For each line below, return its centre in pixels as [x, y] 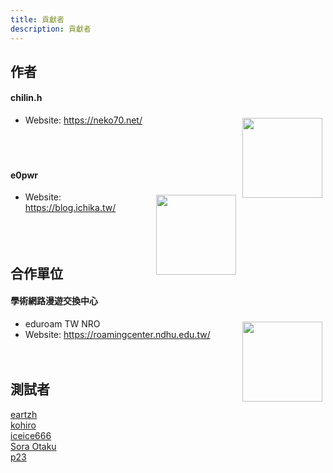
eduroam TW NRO [62, 323]
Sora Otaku [33, 446]
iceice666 [31, 435]
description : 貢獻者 [51, 29]
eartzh [24, 414]
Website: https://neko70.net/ [83, 120]
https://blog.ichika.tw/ [70, 208]
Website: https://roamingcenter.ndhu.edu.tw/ [117, 334]
